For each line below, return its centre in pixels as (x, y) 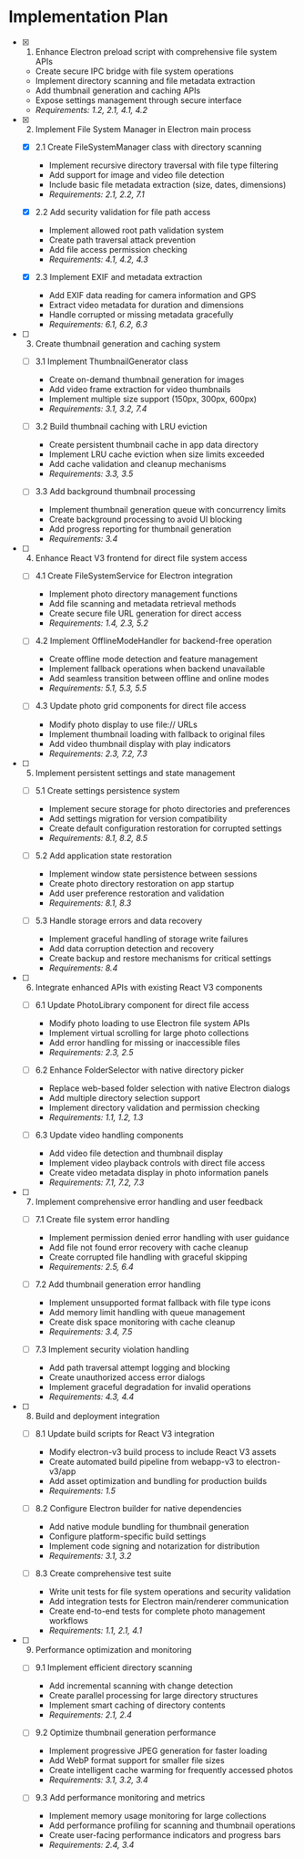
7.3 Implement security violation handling (112, 1349)
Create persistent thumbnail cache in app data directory (153, 445)
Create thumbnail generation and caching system (127, 344)
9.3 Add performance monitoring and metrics (120, 1798)
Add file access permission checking (118, 250)
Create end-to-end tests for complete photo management (157, 1611)
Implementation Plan (89, 17)
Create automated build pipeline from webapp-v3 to (147, 1462)
